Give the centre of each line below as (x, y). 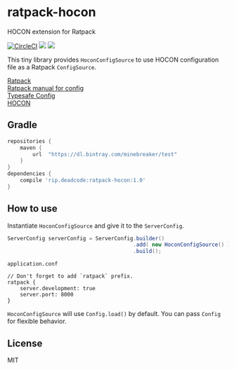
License (25, 343)
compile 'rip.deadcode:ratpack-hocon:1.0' (83, 180)
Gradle (22, 125)
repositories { (29, 141)
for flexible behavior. (37, 321)
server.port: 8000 (47, 295)
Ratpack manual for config (46, 88)
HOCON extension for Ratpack (52, 32)
